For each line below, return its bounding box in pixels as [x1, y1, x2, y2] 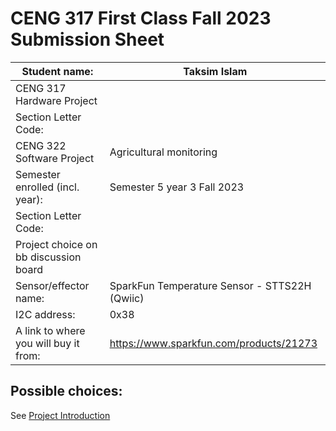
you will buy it [15, 336, 80, 350]
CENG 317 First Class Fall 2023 [10, 7, 272, 30]
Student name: [21, 64, 94, 78]
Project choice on [15, 237, 98, 251]
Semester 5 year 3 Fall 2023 [109, 180, 245, 194]
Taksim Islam [183, 64, 248, 78]
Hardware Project [15, 93, 98, 107]
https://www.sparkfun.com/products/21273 [109, 336, 318, 350]
